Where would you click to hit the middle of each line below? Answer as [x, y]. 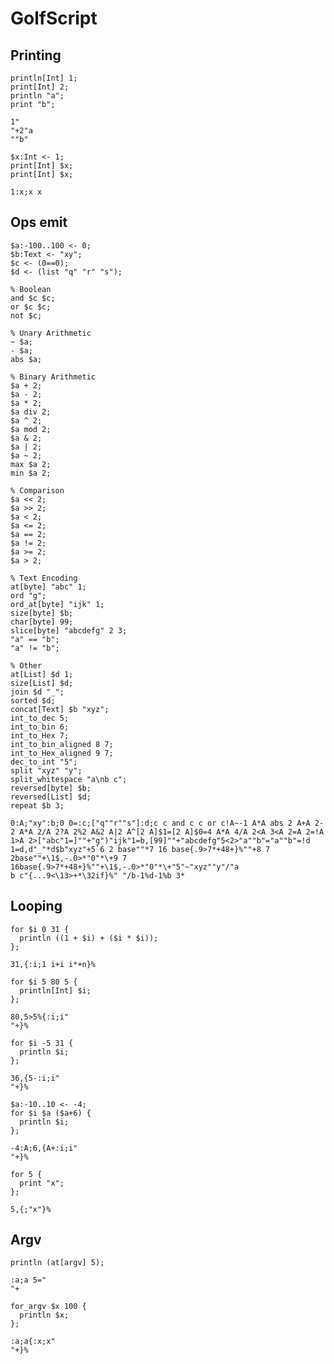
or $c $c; [31, 307]
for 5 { [26, 1174]
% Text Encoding [44, 578]
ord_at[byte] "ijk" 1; [57, 604]
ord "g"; [28, 595]
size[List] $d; [42, 683]
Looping [36, 906]
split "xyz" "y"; [46, 770]
